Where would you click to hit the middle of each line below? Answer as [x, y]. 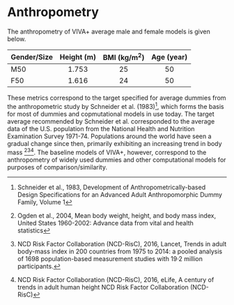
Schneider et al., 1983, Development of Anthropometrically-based [111, 187]
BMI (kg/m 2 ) [124, 57]
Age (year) [169, 57]
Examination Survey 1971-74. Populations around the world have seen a [109, 136]
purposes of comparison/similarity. [57, 167]
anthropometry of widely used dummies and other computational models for [117, 159]
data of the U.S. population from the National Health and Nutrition [101, 128]
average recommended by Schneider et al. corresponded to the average [111, 121]
